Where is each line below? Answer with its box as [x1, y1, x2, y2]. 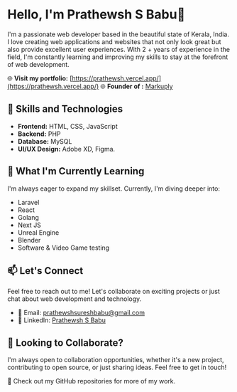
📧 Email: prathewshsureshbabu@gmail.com [17, 309, 145, 317]
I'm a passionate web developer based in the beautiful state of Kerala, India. [7, 30, 229, 38]
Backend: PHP [17, 129, 62, 138]
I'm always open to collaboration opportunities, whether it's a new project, [7, 356, 225, 364]
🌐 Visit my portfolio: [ [7, 74, 72, 83]
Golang [17, 213, 39, 221]
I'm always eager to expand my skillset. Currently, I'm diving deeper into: [7, 184, 220, 193]
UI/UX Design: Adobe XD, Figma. [17, 144, 116, 153]
